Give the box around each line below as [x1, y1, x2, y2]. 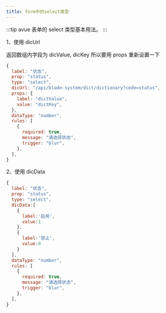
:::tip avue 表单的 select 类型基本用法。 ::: [6, 26, 108, 33]
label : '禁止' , [21, 235, 55, 241]
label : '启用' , [21, 213, 55, 219]
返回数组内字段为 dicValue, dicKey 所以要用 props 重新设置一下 [6, 51, 160, 58]
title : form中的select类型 [6, 8, 69, 15]
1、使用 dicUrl [6, 38, 40, 45]
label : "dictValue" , [17, 96, 68, 102]
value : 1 [21, 219, 41, 225]
